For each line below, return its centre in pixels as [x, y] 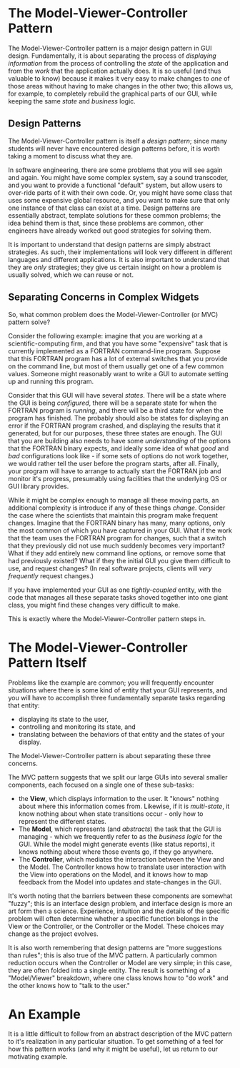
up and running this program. [51, 381]
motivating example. [38, 1057]
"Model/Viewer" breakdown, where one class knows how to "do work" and [118, 978]
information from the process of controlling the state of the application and [119, 63]
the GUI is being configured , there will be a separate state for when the [112, 403]
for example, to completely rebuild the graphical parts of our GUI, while [112, 94]
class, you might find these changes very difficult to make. [94, 605]
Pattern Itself [47, 663]
